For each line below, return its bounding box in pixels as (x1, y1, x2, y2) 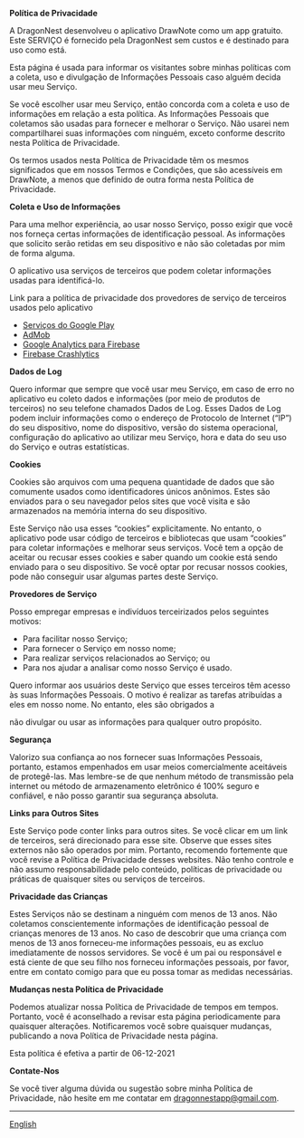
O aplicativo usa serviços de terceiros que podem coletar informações (9, 265, 271, 275)
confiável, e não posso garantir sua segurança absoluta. (9, 790, 219, 801)
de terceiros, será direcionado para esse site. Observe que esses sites (9, 835, 272, 845)
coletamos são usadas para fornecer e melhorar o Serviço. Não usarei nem (9, 118, 290, 129)
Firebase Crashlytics (22, 349, 100, 359)
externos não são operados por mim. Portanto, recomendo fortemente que (9, 844, 288, 855)
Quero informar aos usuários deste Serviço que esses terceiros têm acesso (9, 680, 291, 690)
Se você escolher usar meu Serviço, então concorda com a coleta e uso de (9, 99, 290, 110)
